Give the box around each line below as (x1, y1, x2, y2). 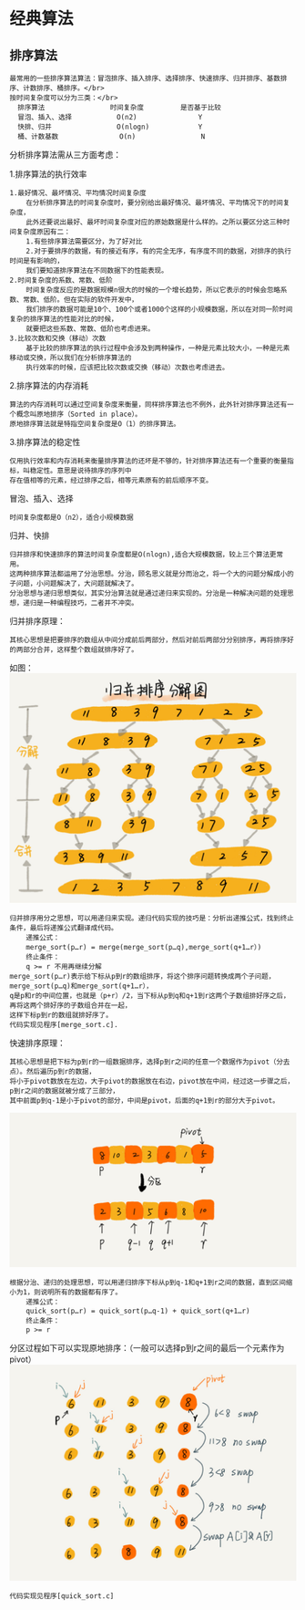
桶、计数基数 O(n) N (17, 132, 206, 141)
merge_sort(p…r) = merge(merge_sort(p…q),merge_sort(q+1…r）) (25, 943, 262, 952)
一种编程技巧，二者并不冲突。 (43, 598, 138, 608)
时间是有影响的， (9, 256, 65, 265)
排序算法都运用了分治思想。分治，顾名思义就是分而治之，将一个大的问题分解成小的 (29, 569, 294, 578)
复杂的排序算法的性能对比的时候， (9, 315, 118, 324)
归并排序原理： (9, 616, 66, 626)
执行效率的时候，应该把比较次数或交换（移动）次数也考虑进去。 (25, 363, 229, 372)
